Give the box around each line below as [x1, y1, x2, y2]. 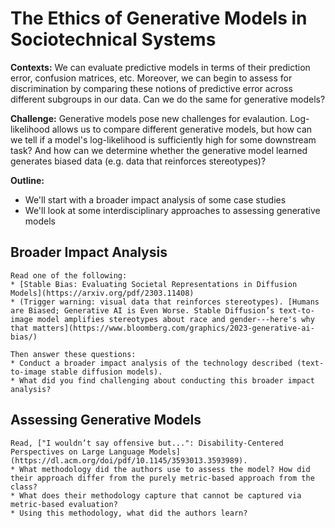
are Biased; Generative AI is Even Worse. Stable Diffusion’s [10, 305, 275, 316]
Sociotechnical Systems [10, 28, 217, 51]
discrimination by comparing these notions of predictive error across [10, 82, 293, 94]
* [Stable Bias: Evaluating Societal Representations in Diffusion [10, 279, 298, 289]
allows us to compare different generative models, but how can [51, 123, 313, 135]
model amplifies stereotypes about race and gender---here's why [36, 314, 315, 324]
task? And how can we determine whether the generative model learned [10, 144, 308, 156]
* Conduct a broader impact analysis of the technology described [10, 358, 293, 368]
